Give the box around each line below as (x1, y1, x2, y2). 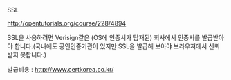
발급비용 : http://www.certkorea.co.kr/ (7, 66, 114, 73)
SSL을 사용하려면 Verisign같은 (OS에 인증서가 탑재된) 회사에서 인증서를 (7, 34, 201, 41)
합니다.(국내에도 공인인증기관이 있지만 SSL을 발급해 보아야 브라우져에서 (14, 42, 207, 50)
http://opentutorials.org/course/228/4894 (7, 19, 127, 27)
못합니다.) (19, 51, 47, 59)
